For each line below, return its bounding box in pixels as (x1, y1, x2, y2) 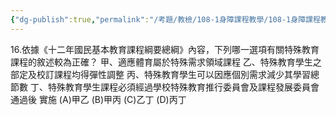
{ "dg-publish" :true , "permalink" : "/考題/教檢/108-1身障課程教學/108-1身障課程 (10, 14, 321, 25)
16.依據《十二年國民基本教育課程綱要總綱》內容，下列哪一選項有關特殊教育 (10, 43, 320, 55)
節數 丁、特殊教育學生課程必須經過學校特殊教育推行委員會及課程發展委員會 (10, 81, 320, 93)
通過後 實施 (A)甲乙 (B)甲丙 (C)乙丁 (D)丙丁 (10, 93, 187, 105)
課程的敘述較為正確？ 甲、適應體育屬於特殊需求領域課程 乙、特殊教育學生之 (10, 56, 322, 68)
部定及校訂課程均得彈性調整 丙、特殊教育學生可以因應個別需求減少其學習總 (10, 68, 320, 80)
